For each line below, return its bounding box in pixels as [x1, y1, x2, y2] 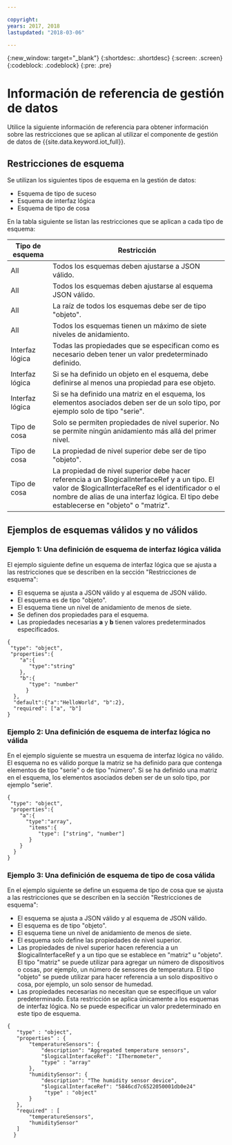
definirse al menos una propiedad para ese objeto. [52, 378, 216, 387]
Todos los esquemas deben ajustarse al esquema [52, 281, 213, 291]
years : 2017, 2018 [7, 22, 60, 30]
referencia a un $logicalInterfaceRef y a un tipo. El [52, 474, 215, 484]
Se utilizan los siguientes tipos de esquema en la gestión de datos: [7, 176, 197, 184]
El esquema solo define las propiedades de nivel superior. [17, 936, 182, 945]
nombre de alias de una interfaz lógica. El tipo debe [52, 492, 219, 501]
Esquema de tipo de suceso [17, 189, 97, 198]
